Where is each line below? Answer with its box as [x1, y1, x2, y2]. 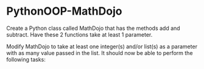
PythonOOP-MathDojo [6, 4, 122, 18]
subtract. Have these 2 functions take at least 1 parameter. [6, 31, 153, 38]
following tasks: [6, 56, 46, 63]
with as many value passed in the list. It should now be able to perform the [6, 49, 193, 56]
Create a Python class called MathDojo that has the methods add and [6, 24, 181, 32]
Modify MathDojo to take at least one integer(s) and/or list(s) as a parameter [6, 43, 198, 50]
